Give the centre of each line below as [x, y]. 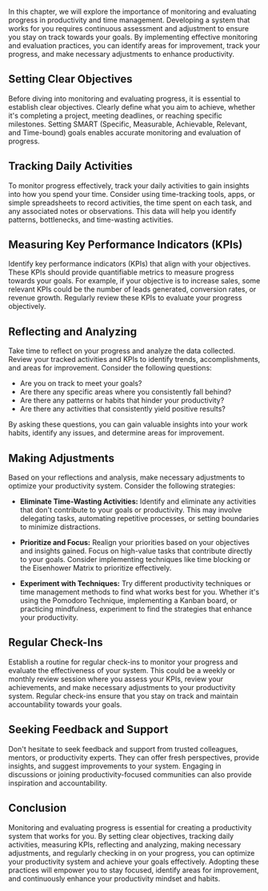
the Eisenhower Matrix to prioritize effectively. [96, 568]
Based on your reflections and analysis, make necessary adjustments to [127, 478]
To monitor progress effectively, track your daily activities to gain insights [129, 185]
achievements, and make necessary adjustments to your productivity [122, 687]
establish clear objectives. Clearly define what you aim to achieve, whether [132, 106]
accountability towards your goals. [65, 704]
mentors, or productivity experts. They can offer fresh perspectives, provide [134, 757]
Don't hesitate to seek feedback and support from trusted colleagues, [123, 749]
